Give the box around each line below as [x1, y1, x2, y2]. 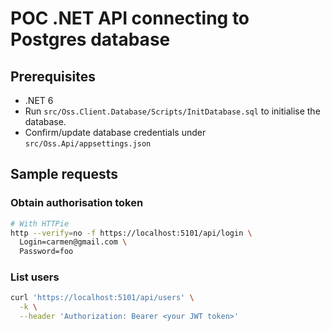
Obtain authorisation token [10, 196, 144, 210]
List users [10, 270, 60, 284]
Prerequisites [10, 68, 96, 85]
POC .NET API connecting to [10, 7, 250, 30]
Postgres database [10, 28, 171, 51]
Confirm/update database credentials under [24, 127, 207, 138]
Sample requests [10, 166, 118, 183]
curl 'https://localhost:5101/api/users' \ [10, 293, 195, 303]
